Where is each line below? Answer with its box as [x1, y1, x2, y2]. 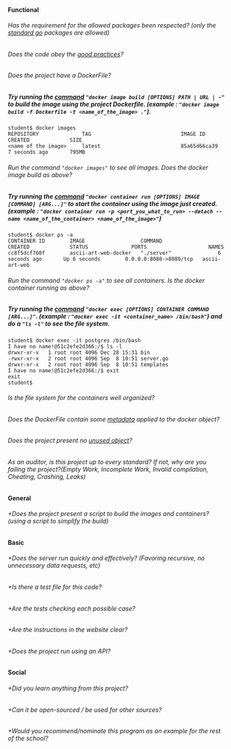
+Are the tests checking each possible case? [8, 604, 136, 612]
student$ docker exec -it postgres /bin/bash [8, 337, 141, 344]
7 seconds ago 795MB [8, 149, 86, 156]
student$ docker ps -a [8, 231, 73, 238]
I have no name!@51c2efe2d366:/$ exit [8, 367, 119, 374]
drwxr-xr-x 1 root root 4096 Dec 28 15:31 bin [8, 349, 150, 356]
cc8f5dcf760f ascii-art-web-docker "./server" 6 [8, 249, 221, 257]
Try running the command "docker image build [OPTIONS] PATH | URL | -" [8, 93, 225, 101]
